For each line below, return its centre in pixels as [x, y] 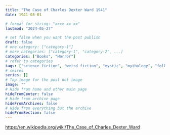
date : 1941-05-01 [24, 15]
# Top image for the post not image [44, 80]
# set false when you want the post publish [53, 38]
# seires [14, 71]
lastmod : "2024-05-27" [29, 28]
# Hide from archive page [32, 99]
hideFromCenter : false [29, 94]
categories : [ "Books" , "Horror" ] [40, 56]
